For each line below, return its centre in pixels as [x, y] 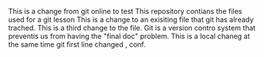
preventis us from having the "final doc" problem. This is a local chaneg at [129, 36]
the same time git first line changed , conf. [77, 45]
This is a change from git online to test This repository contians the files [125, 11]
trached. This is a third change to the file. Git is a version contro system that [132, 28]
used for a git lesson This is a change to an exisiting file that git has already [131, 20]
